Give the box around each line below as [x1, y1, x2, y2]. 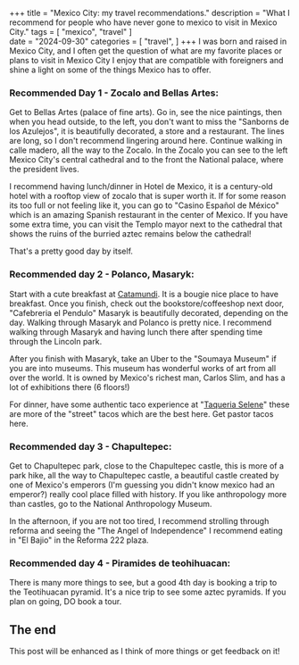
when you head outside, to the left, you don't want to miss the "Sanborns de [9, 116, 290, 128]
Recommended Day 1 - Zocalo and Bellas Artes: [9, 87, 219, 99]
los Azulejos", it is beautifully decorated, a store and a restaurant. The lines [9, 126, 285, 137]
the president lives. [9, 164, 79, 175]
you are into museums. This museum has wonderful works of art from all [9, 362, 277, 373]
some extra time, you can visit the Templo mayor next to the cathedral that [9, 219, 283, 230]
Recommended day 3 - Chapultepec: [9, 440, 172, 453]
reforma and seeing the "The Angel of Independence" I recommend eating [9, 525, 283, 536]
